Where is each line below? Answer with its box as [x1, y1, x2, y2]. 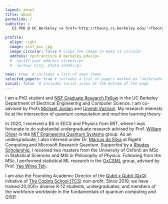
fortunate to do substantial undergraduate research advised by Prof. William [5, 125, 161, 131]
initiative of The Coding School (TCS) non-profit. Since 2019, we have [5, 178, 148, 184]
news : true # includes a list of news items [5, 72, 101, 77]
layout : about [5, 7, 35, 12]
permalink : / [5, 16, 32, 21]
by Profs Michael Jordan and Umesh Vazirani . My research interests [22, 105, 163, 111]
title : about [5, 12, 32, 17]
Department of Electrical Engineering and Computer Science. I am [5, 100, 141, 106]
